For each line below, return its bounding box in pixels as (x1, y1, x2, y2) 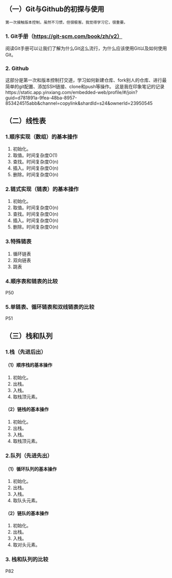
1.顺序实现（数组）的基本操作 (5, 133, 78, 140)
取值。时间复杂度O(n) (12, 204, 59, 211)
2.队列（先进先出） (5, 452, 53, 459)
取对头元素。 (12, 542, 40, 548)
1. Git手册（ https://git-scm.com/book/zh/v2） (5, 32, 123, 40)
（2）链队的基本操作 (5, 510, 49, 516)
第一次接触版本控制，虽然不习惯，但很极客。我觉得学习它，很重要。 (5, 20, 128, 25)
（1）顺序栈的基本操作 (5, 362, 53, 368)
